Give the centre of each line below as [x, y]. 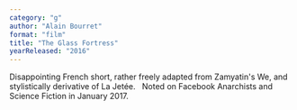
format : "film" [38, 34]
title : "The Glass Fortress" [64, 43]
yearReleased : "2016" [50, 51]
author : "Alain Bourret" [56, 26]
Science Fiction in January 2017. [69, 96]
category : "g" [36, 18]
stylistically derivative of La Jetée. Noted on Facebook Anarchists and [141, 87]
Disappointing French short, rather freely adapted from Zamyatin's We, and [148, 77]
